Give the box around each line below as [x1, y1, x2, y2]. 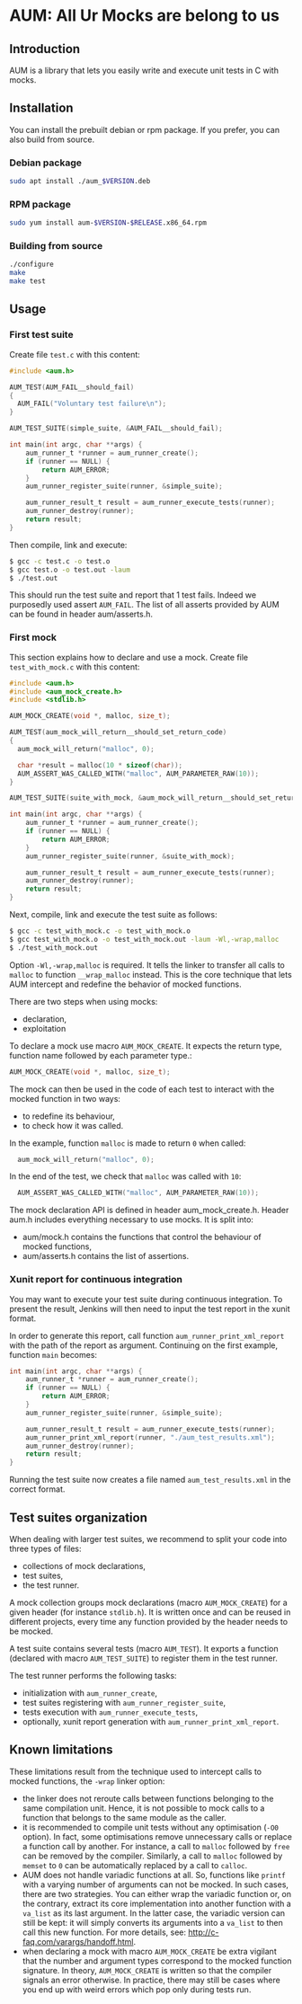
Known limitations [9, 1742, 113, 1758]
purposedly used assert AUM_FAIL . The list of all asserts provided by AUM [9, 599, 280, 610]
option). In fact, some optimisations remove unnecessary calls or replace [22, 1831, 293, 1842]
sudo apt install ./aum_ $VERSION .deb [9, 177, 151, 186]
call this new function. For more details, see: [22, 1927, 187, 1937]
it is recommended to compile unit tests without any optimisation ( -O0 [22, 1822, 279, 1832]
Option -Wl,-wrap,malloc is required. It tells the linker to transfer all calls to [9, 959, 286, 971]
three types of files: [9, 1543, 83, 1555]
